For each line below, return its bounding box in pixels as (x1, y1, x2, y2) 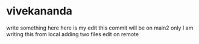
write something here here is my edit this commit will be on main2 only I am (6, 24, 194, 31)
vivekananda (6, 4, 72, 18)
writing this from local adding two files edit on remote (6, 30, 139, 37)
